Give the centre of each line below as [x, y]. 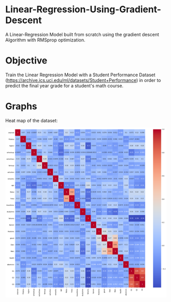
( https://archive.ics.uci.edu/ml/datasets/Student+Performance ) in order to [83, 80]
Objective [26, 61]
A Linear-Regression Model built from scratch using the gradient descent [82, 34]
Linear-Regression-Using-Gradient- [83, 9]
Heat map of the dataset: [31, 120]
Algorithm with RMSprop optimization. [45, 40]
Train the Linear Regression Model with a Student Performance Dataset [80, 75]
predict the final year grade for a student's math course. [65, 85]
